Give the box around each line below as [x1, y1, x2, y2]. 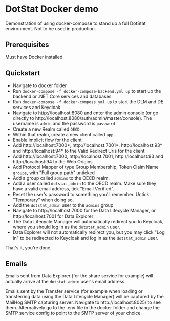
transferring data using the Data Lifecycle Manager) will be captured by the [5, 294, 164, 300]
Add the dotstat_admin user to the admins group [12, 202, 114, 208]
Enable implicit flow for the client [12, 137, 82, 143]
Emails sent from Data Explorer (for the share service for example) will [5, 273, 154, 279]
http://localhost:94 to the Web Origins [12, 158, 93, 164]
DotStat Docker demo [5, 3, 99, 15]
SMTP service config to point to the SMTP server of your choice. [5, 310, 142, 316]
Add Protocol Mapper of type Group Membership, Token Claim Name [12, 164, 159, 170]
